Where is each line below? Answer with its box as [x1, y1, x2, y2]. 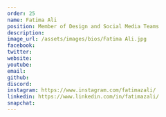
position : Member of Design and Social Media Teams [7, 23, 159, 30]
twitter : [7, 49, 33, 56]
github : [7, 74, 30, 81]
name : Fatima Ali [7, 17, 57, 23]
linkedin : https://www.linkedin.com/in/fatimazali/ [7, 94, 159, 100]
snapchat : [7, 100, 36, 107]
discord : [7, 81, 33, 87]
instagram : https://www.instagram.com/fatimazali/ [7, 87, 156, 94]
